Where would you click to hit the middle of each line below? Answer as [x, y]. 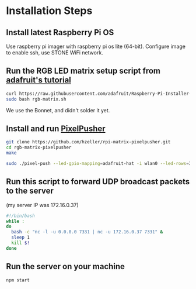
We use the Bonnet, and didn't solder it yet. [58, 110]
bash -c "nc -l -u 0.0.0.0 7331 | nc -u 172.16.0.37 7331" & [87, 232]
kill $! [21, 243]
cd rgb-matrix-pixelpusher [39, 147]
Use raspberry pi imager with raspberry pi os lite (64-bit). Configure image [96, 46]
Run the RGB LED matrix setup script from [83, 71]
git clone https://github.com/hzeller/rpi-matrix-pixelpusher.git [88, 142]
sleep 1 [21, 238]
